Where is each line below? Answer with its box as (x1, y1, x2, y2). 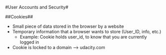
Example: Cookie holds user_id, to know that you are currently (19, 34, 147, 40)
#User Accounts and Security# (5, 4, 69, 10)
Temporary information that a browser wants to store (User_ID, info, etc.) (12, 29, 162, 34)
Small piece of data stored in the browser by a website (12, 23, 124, 29)
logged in (19, 39, 39, 45)
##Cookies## (5, 14, 33, 19)
